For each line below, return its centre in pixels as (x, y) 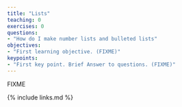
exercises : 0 (26, 26)
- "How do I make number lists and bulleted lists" (82, 39)
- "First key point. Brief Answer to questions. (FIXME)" (91, 64)
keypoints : (23, 58)
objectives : (24, 45)
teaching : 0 (24, 20)
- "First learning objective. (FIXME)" (64, 52)
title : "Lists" (29, 13)
